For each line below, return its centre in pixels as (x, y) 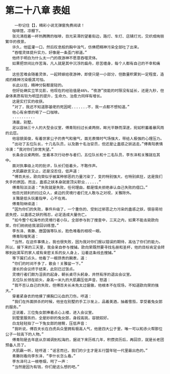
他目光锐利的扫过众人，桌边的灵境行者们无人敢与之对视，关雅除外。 (73, 193)
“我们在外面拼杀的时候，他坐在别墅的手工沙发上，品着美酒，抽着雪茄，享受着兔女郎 (87, 302)
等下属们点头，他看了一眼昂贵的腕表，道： (50, 258)
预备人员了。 (17, 345)
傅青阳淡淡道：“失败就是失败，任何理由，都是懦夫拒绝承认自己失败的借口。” (80, 187)
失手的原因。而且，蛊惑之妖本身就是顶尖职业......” (53, 182)
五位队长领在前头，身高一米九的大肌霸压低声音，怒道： (62, 280)
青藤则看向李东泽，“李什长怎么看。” (44, 356)
